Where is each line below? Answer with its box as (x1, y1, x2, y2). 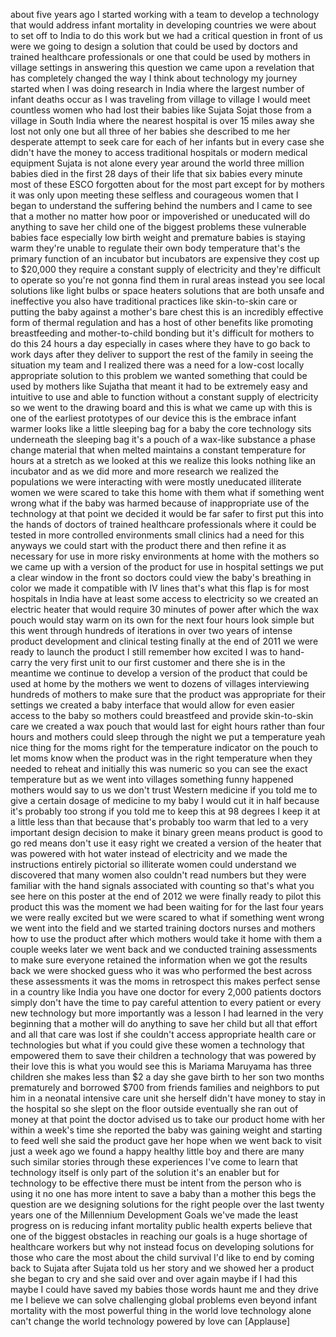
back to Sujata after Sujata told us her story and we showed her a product (10, 1262, 315, 1274)
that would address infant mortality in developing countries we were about (10, 19, 317, 31)
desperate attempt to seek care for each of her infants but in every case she (10, 136, 325, 148)
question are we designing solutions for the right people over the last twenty (10, 1199, 325, 1210)
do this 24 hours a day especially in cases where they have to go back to (10, 338, 311, 349)
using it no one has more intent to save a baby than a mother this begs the (10, 1188, 317, 1199)
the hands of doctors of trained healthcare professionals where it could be (10, 519, 317, 530)
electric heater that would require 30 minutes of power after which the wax (10, 604, 319, 615)
